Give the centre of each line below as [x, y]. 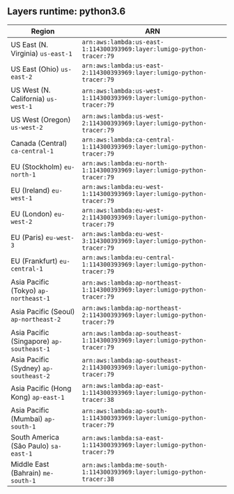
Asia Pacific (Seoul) [43, 311]
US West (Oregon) [41, 119]
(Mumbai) [27, 419]
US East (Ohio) [35, 69]
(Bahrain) [26, 472]
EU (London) [32, 214]
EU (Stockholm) [37, 167]
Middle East [30, 464]
